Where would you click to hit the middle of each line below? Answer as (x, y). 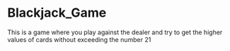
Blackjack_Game (57, 13)
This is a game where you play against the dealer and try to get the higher (115, 32)
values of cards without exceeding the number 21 (79, 39)
